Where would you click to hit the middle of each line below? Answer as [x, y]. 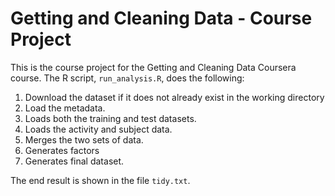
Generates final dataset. [74, 161]
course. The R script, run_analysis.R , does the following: [127, 78]
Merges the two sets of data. [84, 139]
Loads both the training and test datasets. [110, 118]
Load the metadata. [65, 108]
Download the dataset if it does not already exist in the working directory [174, 97]
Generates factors [62, 150]
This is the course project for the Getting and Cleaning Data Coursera [153, 67]
